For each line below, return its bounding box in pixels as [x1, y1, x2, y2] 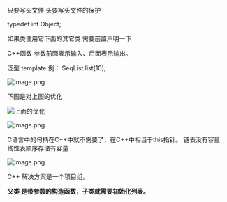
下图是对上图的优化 [7, 93, 63, 100]
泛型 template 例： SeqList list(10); [7, 64, 106, 72]
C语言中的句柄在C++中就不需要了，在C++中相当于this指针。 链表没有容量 [7, 135, 221, 143]
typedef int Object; [7, 20, 61, 28]
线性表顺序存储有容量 [7, 144, 68, 152]
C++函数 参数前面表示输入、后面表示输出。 [7, 49, 132, 57]
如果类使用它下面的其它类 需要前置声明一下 [7, 34, 131, 42]
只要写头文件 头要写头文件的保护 [7, 6, 101, 14]
